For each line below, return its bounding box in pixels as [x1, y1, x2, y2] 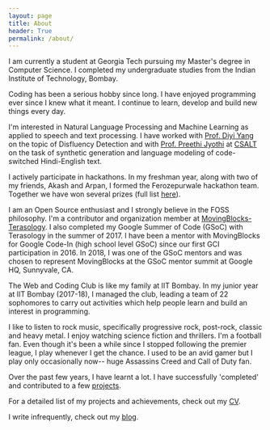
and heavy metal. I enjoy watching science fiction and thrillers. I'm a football [8, 331, 262, 340]
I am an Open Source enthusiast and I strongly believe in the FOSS [8, 205, 230, 215]
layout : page [8, 11, 53, 20]
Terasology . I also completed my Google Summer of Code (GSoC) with [8, 222, 244, 232]
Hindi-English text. [40, 157, 103, 167]
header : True [8, 27, 53, 35]
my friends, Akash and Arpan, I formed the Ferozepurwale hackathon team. [8, 181, 259, 191]
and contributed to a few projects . [8, 381, 121, 390]
